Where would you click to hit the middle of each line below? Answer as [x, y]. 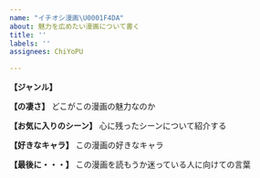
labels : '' [30, 43]
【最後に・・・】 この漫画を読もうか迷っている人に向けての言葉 [130, 164]
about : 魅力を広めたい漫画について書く [75, 26]
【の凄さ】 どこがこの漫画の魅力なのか [83, 107]
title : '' [28, 35]
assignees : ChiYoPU [47, 52]
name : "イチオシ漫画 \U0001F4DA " [67, 18]
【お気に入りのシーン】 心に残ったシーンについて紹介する [118, 126]
